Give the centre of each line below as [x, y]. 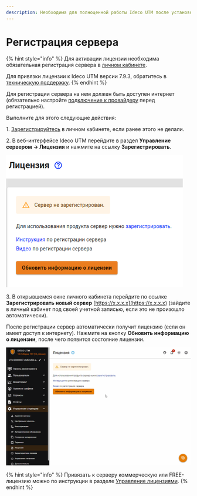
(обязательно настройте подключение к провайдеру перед [81, 100]
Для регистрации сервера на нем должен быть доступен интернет [90, 93]
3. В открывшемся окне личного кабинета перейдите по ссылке [86, 296]
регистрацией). [26, 106]
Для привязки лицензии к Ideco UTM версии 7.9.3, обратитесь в [86, 76]
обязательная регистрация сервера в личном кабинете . [77, 65]
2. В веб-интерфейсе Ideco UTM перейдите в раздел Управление [89, 140]
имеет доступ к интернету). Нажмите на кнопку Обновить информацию [98, 333]
